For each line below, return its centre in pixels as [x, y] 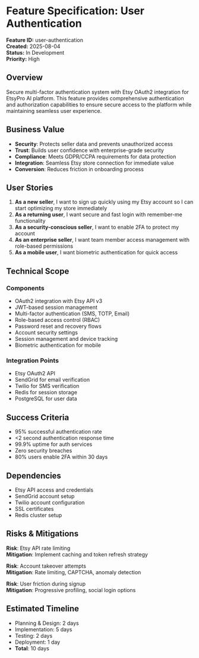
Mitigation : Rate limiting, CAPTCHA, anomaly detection [74, 572]
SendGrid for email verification [52, 380]
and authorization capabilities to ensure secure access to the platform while [99, 105]
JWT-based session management [56, 308]
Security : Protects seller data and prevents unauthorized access [94, 144]
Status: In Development [35, 52]
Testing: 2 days [34, 635]
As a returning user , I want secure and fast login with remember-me [98, 214]
